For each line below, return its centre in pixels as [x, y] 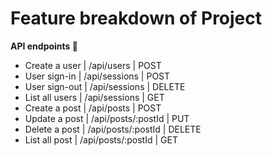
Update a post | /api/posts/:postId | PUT [107, 118]
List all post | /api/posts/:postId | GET [101, 139]
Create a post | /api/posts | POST [93, 108]
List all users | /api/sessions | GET [94, 97]
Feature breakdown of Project [136, 18]
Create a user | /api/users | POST [93, 65]
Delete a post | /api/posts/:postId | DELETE [113, 129]
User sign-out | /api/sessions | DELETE [105, 86]
